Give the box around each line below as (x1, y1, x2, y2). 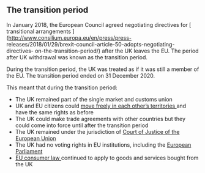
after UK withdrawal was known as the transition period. (6, 53, 148, 61)
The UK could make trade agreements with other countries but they (15, 115, 185, 122)
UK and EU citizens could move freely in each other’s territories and (15, 102, 187, 109)
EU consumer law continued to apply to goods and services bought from (15, 154, 199, 161)
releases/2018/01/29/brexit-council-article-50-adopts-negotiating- (6, 40, 175, 48)
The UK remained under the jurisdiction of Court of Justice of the (15, 128, 180, 135)
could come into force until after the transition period (15, 122, 149, 129)
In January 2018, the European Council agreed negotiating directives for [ (6, 21, 192, 28)
